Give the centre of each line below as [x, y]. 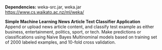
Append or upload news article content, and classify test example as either [80, 27]
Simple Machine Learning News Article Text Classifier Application [73, 22]
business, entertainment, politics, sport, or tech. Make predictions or [73, 32]
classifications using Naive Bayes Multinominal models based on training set [81, 37]
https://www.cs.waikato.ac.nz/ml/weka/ [45, 12]
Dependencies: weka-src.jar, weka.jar [43, 7]
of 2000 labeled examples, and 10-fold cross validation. [60, 42]
